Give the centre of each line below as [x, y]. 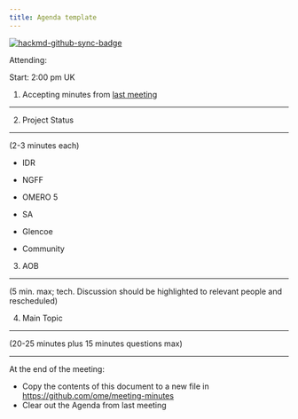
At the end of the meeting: [57, 368]
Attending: [28, 59]
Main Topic [43, 318]
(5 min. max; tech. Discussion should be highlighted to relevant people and [145, 291]
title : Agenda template [53, 17]
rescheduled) [34, 300]
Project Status [47, 120]
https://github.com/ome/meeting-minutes [98, 395]
